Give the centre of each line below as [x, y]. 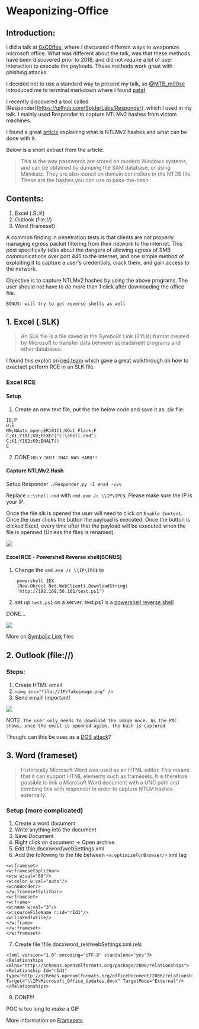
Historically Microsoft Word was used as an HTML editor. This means [105, 770]
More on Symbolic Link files [40, 637]
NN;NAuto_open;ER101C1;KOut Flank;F [51, 431]
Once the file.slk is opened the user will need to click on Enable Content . [94, 513]
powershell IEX [36, 581]
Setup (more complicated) [45, 810]
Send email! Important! [42, 697]
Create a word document [45, 823]
